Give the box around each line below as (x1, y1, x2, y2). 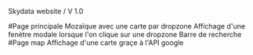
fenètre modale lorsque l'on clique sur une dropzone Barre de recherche (8, 30, 242, 39)
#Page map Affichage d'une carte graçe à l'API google (8, 38, 184, 47)
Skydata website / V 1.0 (8, 7, 84, 15)
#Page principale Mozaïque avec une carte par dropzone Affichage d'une (8, 22, 245, 30)
